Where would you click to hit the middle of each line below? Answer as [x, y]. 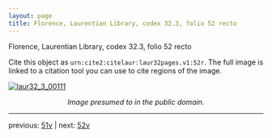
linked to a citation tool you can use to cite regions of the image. [115, 70]
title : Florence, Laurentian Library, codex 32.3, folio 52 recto [123, 23]
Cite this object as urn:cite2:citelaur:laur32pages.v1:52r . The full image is [136, 62]
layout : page [30, 16]
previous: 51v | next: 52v [49, 125]
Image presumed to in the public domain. [136, 102]
